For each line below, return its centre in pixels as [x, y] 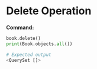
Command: [20, 27]
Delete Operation [49, 11]
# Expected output [29, 55]
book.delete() [24, 38]
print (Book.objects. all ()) [39, 44]
